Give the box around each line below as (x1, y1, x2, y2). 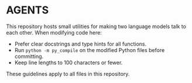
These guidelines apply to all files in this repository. (6, 70, 130, 77)
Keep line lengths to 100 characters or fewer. (14, 59, 123, 66)
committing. (14, 53, 44, 60)
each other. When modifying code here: (6, 29, 102, 36)
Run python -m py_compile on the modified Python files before (14, 46, 165, 53)
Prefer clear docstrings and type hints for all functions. (14, 40, 147, 47)
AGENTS (6, 4, 49, 17)
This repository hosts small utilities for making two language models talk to (6, 23, 186, 30)
